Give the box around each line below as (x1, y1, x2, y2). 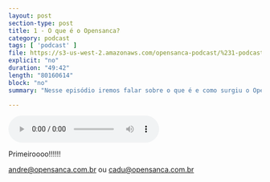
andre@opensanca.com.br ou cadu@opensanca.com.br (8, 165, 194, 175)
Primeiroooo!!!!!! (8, 149, 62, 159)
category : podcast (8, 34, 70, 42)
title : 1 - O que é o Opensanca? (8, 26, 121, 34)
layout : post (8, 11, 52, 20)
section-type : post (8, 19, 74, 27)
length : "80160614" (8, 71, 74, 79)
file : (8, 49, 27, 57)
